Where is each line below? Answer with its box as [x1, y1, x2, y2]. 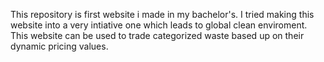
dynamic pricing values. [10, 40, 109, 52]
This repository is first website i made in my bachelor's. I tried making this [10, 9, 315, 20]
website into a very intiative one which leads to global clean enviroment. [10, 19, 308, 31]
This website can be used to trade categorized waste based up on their [10, 30, 305, 41]
